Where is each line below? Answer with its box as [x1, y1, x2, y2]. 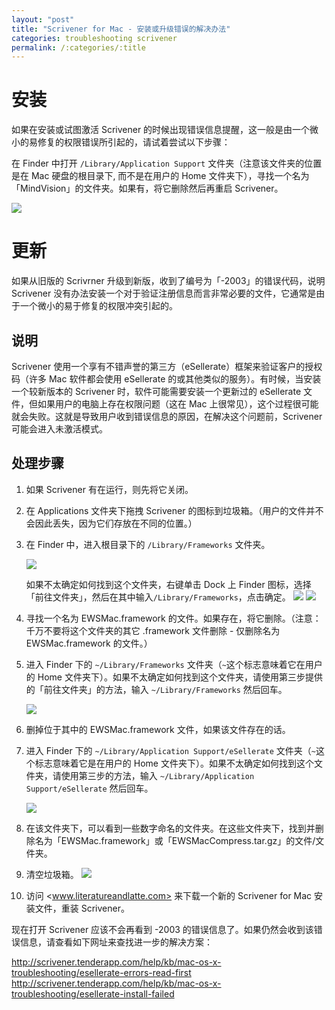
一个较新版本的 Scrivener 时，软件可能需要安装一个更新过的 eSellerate [11, 385, 302, 397]
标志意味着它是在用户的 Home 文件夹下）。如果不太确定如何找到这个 [34, 757, 314, 769]
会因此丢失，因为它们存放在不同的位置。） [25, 517, 198, 529]
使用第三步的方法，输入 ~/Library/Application [60, 769, 255, 781]
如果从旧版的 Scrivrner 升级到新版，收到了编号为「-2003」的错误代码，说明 [11, 275, 326, 287]
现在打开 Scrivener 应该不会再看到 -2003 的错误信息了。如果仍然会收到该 [11, 923, 314, 935]
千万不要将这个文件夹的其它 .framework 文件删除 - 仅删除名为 [25, 624, 281, 636]
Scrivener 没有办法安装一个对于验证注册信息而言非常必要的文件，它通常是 [11, 287, 317, 300]
